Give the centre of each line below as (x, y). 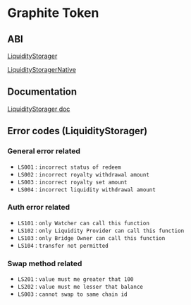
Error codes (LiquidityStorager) (78, 131)
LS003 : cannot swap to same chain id (72, 294)
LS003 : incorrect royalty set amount (72, 181)
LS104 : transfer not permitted (63, 245)
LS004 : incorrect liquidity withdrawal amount (87, 189)
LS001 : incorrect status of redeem (69, 167)
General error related (44, 151)
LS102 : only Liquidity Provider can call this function (101, 230)
